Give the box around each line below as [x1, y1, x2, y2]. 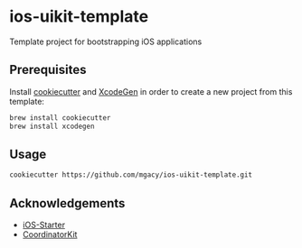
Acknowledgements [9, 196, 126, 211]
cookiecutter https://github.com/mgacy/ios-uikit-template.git [9, 170, 253, 179]
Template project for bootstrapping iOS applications [9, 36, 203, 47]
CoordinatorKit [22, 229, 78, 240]
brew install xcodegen [9, 122, 95, 131]
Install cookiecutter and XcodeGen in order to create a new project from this [9, 86, 293, 96]
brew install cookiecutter [9, 113, 111, 123]
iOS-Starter [22, 219, 66, 230]
